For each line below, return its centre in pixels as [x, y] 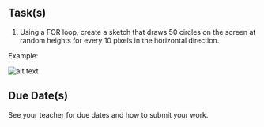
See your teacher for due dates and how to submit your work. [108, 114]
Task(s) [27, 13]
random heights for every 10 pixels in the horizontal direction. [119, 40]
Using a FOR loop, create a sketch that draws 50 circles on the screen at [138, 32]
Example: [23, 55]
